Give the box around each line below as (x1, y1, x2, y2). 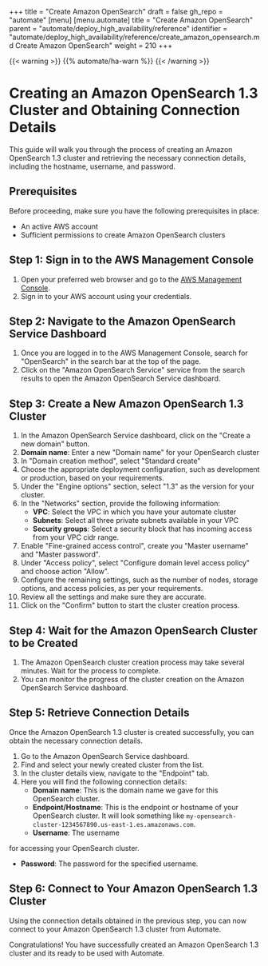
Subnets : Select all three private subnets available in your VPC (32, 516, 239, 525)
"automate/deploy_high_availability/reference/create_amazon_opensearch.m (9, 32, 260, 42)
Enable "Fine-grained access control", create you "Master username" (20, 541, 250, 551)
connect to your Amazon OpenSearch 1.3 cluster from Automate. (9, 924, 222, 934)
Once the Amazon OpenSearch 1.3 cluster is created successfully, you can (9, 727, 254, 736)
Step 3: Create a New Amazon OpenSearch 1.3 (9, 397, 244, 410)
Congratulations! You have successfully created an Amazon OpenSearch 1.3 (9, 940, 259, 949)
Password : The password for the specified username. (20, 859, 199, 868)
